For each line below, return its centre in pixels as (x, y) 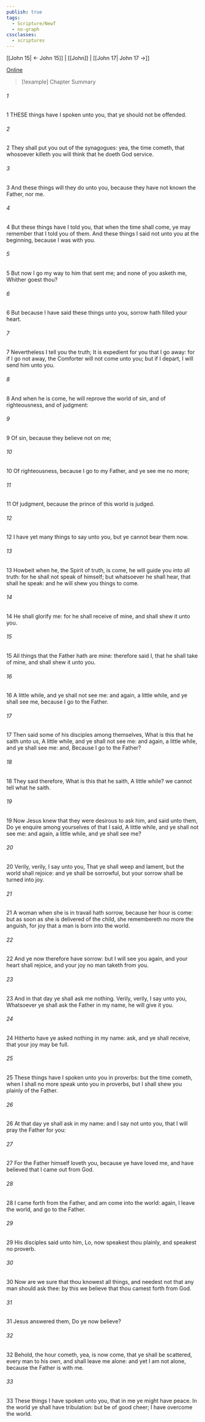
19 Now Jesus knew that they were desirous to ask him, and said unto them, (102, 820)
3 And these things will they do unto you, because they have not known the (101, 187)
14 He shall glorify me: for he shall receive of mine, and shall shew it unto (99, 616)
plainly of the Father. (32, 1091)
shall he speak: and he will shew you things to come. (73, 583)
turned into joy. (25, 880)
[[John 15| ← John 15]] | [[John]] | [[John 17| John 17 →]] (78, 58)
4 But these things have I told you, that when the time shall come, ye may (99, 227)
